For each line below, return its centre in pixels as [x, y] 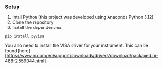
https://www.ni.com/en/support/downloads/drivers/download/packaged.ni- [82, 56]
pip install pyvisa [25, 36]
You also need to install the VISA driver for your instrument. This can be [77, 46]
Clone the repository [33, 22]
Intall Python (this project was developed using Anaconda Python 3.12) [83, 17]
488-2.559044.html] [26, 61]
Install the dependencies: [37, 27]
